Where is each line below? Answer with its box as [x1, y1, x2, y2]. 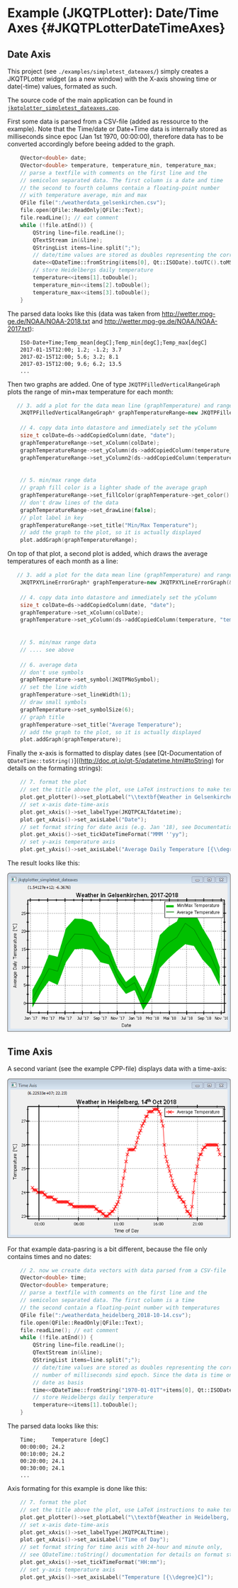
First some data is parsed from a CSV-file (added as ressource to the [7, 117, 209, 126]
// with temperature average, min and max [20, 191, 147, 199]
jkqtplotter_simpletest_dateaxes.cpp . [7, 104, 120, 111]
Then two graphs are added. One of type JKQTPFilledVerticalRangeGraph [7, 379, 221, 388]
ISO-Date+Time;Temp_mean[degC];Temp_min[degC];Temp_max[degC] [20, 339, 208, 346]
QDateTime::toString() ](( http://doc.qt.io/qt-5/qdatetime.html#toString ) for [7, 757, 225, 765]
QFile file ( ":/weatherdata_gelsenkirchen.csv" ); [20, 199, 166, 206]
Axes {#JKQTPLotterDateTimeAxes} [7, 20, 225, 36]
